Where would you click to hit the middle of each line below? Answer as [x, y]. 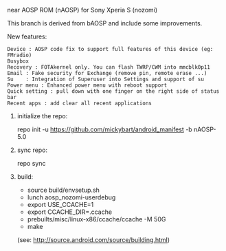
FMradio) [20, 55]
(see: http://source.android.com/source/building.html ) [93, 240]
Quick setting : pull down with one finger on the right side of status [113, 91]
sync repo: [32, 150]
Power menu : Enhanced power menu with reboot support [87, 85]
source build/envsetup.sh [63, 190]
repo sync [31, 163]
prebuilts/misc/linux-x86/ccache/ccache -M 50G [97, 219]
